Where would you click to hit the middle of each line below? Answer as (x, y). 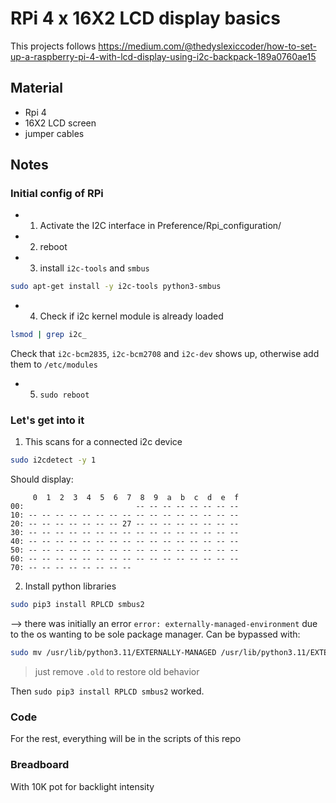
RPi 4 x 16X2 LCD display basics (146, 18)
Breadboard (40, 765)
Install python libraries (70, 586)
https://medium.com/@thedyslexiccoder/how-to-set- (207, 46)
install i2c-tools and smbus (94, 268)
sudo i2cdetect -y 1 (53, 460)
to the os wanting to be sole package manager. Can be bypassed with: (155, 634)
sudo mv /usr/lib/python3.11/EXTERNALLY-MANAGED (113, 653)
